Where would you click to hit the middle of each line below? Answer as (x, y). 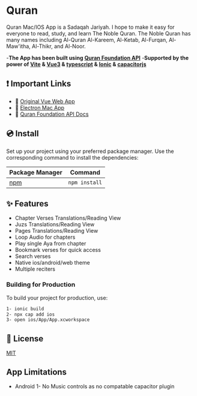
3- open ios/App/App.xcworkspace (48, 320)
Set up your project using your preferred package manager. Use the (90, 151)
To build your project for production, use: (57, 298)
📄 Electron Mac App (40, 107)
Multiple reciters (35, 269)
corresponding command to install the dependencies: (72, 157)
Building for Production (41, 284)
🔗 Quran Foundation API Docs (52, 114)
